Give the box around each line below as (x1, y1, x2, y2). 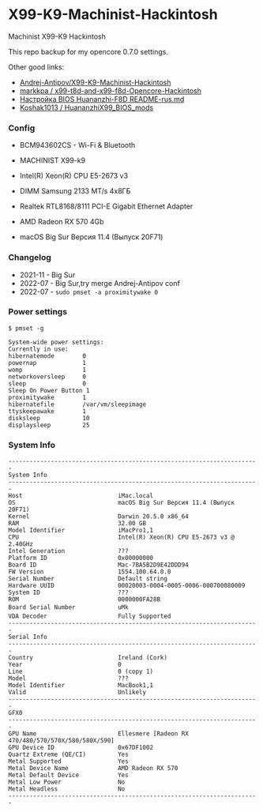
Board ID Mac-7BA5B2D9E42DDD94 (8, 561, 190, 570)
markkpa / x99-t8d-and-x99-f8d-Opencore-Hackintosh (19, 85, 201, 96)
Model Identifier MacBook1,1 (8, 682, 154, 690)
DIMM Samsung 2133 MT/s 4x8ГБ (19, 186, 131, 196)
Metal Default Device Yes (8, 772, 129, 780)
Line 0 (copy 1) (8, 667, 154, 676)
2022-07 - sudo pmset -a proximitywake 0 (19, 287, 159, 296)
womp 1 (8, 366, 87, 374)
